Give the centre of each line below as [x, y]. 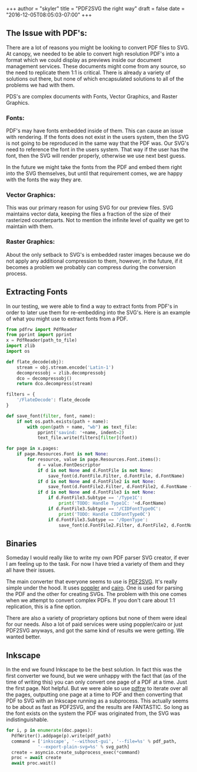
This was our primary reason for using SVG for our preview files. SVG [90, 208]
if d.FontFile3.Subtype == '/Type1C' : [95, 498]
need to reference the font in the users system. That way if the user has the [97, 150]
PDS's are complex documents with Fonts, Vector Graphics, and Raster [92, 96]
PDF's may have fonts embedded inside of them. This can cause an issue [95, 131]
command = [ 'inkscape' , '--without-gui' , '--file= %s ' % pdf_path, [94, 741]
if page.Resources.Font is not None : [63, 454]
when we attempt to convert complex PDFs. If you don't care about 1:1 [91, 601]
